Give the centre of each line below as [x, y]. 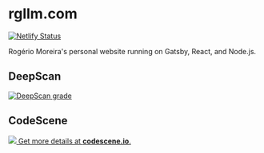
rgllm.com [43, 14]
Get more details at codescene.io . [75, 141]
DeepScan [35, 76]
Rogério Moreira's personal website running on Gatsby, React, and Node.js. [132, 51]
